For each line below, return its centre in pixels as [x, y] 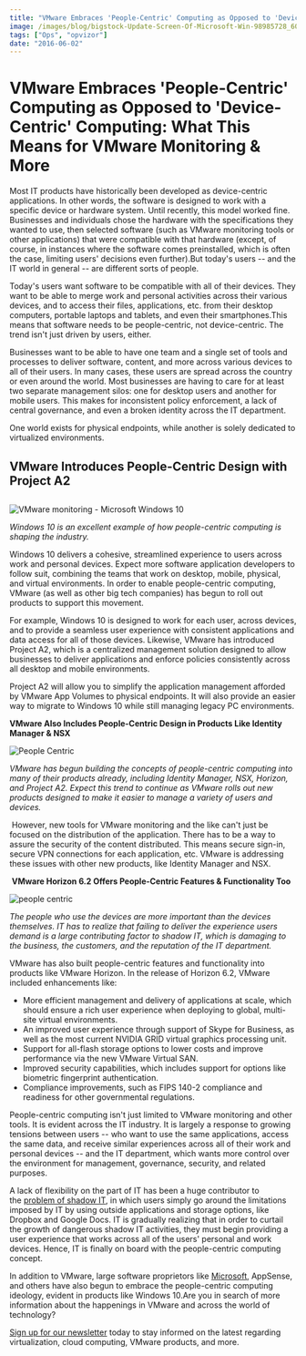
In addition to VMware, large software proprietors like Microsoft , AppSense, [151, 1276]
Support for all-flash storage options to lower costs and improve [143, 1048]
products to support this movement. [76, 602]
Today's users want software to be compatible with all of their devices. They [153, 286]
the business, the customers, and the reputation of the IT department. [141, 945]
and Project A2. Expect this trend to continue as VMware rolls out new [141, 787]
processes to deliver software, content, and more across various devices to [151, 362]
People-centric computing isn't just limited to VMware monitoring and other [151, 1115]
